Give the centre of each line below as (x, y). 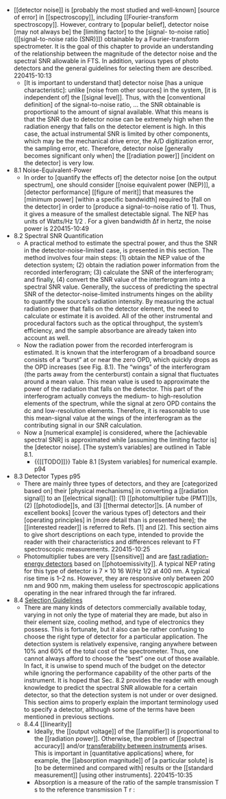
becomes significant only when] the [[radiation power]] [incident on (119, 156)
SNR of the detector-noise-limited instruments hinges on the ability (118, 294)
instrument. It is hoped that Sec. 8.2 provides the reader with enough (121, 680)
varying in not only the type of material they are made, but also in (116, 615)
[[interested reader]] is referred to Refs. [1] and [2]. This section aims (121, 527)
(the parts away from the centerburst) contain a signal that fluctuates (121, 374)
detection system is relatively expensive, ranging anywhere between (121, 644)
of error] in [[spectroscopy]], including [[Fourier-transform (96, 17)
